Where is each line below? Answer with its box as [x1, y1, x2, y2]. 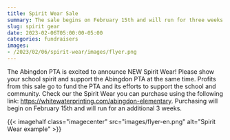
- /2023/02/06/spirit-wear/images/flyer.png [7, 49, 137, 56]
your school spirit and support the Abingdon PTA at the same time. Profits [7, 74, 216, 83]
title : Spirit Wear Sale [7, 10, 79, 17]
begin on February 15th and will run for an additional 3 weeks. [7, 104, 182, 112]
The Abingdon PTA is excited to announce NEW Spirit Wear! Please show [7, 67, 215, 76]
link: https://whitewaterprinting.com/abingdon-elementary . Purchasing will [7, 97, 218, 105]
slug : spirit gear [7, 23, 60, 30]
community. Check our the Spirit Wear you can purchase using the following [7, 89, 224, 97]
